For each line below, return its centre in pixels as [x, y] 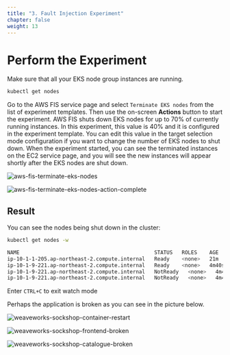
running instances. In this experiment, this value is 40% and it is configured [113, 127]
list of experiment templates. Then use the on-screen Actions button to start [115, 112]
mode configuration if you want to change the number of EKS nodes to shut [114, 141]
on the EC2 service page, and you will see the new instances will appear [109, 156]
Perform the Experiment [77, 60]
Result [21, 211]
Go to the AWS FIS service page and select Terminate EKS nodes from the [111, 105]
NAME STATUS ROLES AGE [113, 252]
